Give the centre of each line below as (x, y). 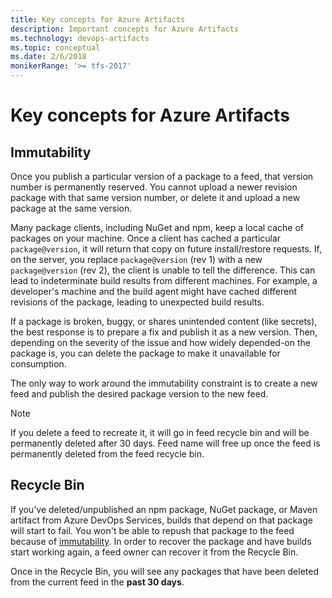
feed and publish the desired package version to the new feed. (139, 394)
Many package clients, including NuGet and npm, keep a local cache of (157, 227)
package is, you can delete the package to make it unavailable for (145, 353)
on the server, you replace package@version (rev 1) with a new (136, 259)
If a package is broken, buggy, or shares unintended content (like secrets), (164, 321)
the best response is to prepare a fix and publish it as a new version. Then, (164, 332)
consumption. (38, 364)
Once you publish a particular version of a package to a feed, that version (162, 176)
